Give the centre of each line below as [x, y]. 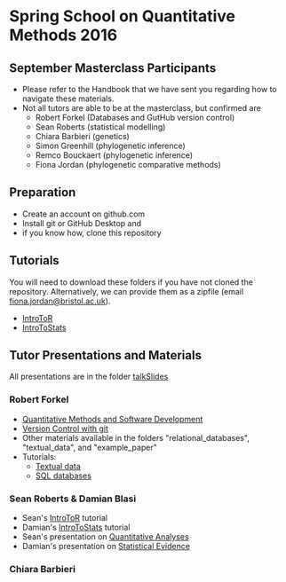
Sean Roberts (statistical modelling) [100, 127]
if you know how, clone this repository [91, 232]
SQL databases [63, 476]
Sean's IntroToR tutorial [65, 518]
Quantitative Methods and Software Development [112, 419]
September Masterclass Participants [113, 68]
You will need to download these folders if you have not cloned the [131, 282]
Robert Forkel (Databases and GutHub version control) [135, 118]
